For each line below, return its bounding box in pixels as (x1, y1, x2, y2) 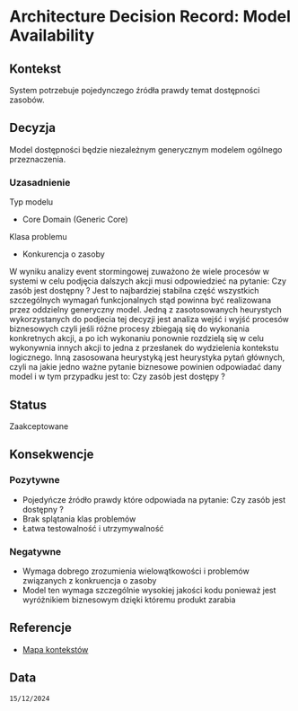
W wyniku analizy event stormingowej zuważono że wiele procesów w (9, 267, 269, 277)
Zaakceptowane (9, 420, 69, 432)
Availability (9, 25, 95, 46)
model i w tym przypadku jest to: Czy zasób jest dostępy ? (9, 371, 226, 382)
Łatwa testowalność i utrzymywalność (22, 522, 164, 533)
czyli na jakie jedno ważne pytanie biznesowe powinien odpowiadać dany (9, 362, 283, 373)
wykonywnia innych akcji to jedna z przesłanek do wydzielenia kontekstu (9, 343, 279, 354)
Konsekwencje (9, 447, 94, 462)
